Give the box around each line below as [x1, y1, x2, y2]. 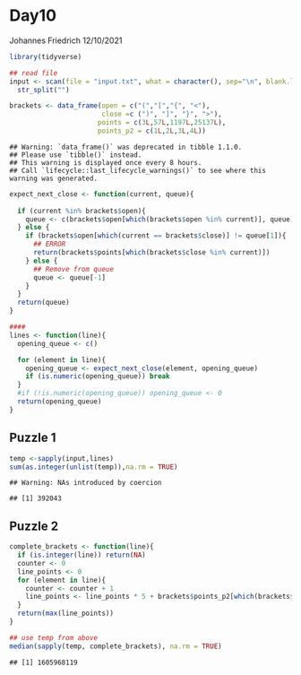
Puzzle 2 [9, 518, 59, 533]
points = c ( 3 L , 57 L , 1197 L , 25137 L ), [97, 118, 227, 127]
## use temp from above [9, 633, 99, 642]
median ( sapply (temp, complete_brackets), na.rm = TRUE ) [9, 642, 222, 651]
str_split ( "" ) [17, 85, 70, 94]
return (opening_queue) [17, 397, 102, 406]
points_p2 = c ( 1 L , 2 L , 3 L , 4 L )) [97, 126, 206, 135]
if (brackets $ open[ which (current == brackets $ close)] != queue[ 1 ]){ [25, 231, 287, 240]
